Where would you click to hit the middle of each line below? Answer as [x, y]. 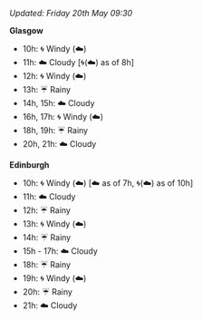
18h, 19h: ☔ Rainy [55, 130]
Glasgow [26, 30]
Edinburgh [29, 165]
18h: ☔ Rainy [46, 265]
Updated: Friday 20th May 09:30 [71, 13]
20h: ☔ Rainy [47, 292]
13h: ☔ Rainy [46, 89]
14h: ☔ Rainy [47, 238]
